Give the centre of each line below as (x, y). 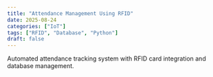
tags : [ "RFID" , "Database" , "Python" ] (63, 33)
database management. (41, 66)
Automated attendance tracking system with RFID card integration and (106, 58)
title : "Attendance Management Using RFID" (70, 13)
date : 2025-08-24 (32, 20)
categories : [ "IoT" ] (37, 26)
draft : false (26, 39)
